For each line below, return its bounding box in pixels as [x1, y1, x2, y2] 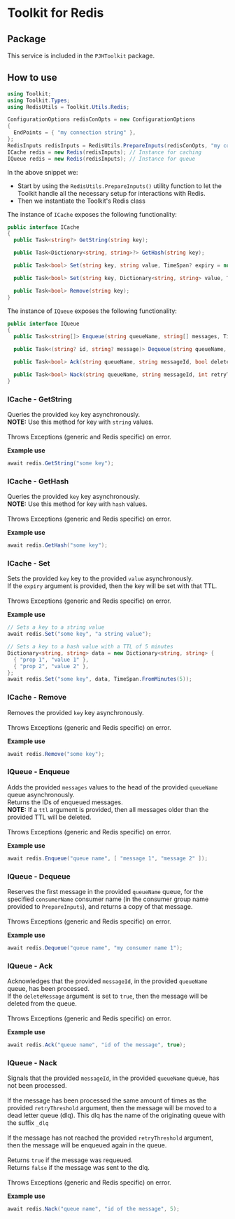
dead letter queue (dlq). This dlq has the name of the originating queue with [7, 1111, 226, 1120]
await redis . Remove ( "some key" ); [7, 750, 105, 757]
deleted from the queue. [7, 999, 77, 1008]
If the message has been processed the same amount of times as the [7, 1096, 207, 1105]
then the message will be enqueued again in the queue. [7, 1141, 167, 1150]
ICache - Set [7, 558, 50, 568]
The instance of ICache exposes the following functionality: [7, 210, 177, 218]
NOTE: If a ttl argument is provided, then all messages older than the [7, 805, 209, 813]
